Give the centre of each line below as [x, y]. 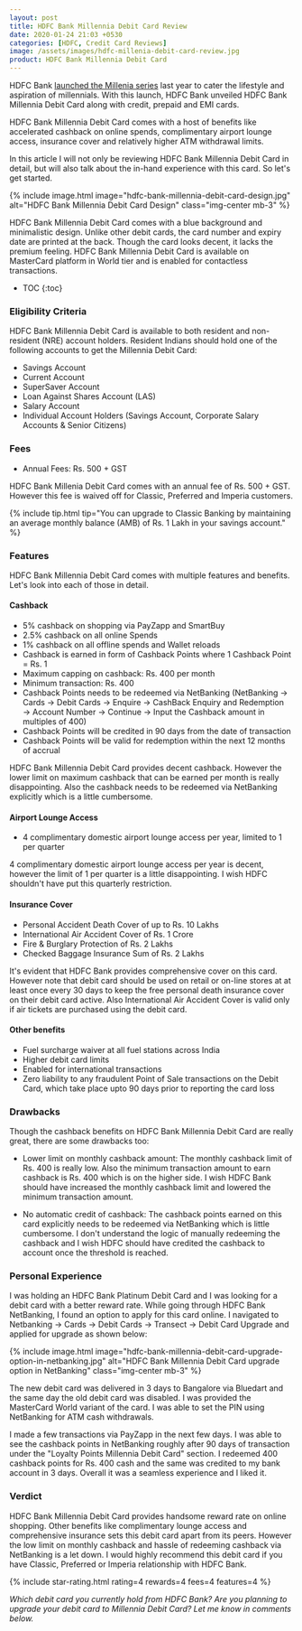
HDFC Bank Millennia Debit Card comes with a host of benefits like [133, 122]
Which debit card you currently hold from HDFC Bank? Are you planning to [148, 1598]
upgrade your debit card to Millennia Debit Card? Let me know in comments [150, 1608]
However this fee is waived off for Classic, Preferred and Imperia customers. [151, 495]
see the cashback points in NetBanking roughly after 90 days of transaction [150, 1444]
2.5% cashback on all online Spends [90, 635]
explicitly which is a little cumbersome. [81, 797]
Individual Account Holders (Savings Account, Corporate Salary [141, 415]
